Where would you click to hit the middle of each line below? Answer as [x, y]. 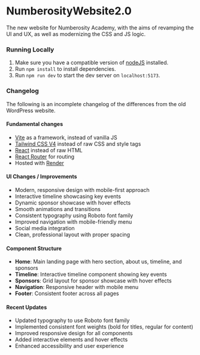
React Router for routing [45, 157]
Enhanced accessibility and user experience [69, 346]
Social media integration [45, 228]
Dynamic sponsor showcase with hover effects [73, 203]
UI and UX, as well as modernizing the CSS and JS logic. [76, 34]
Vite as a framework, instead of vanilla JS [66, 137]
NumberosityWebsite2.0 [69, 11]
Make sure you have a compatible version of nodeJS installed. [92, 63]
